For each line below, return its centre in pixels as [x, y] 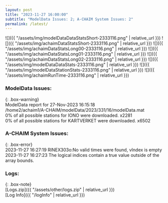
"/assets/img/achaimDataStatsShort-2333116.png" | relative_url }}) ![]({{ [89, 44]
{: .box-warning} [22, 99]
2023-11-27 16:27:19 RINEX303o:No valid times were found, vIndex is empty [83, 150]
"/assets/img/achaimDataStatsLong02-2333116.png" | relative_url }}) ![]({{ [82, 59]
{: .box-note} [18, 184]
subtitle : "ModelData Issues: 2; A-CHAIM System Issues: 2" [69, 19]
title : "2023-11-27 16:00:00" [37, 15]
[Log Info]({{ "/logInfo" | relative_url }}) [45, 195]
